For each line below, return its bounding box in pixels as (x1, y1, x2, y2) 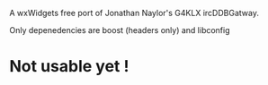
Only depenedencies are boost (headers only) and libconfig (9, 25, 231, 35)
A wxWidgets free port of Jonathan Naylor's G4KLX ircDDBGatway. (9, 8, 259, 18)
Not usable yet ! (9, 56, 130, 77)
